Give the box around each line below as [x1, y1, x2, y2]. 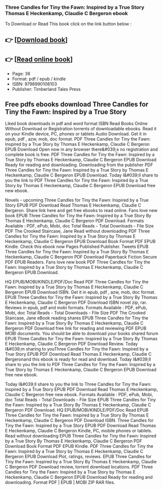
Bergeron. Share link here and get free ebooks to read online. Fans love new [5, 208, 158, 213]
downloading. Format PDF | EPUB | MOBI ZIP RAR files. [5, 479, 115, 485]
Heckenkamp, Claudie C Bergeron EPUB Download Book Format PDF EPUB [5, 239, 156, 245]
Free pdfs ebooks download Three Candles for [5, 100, 148, 108]
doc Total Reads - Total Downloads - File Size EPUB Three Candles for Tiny [5, 397, 156, 402]
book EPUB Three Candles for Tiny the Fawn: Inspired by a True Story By [5, 213, 152, 219]
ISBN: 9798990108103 [12, 81, 57, 87]
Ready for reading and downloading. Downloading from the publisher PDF [5, 162, 153, 168]
